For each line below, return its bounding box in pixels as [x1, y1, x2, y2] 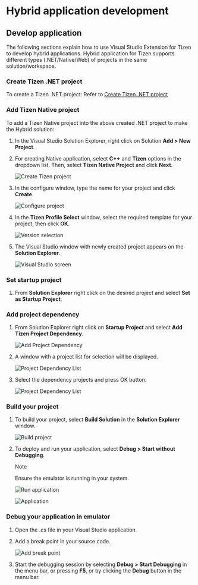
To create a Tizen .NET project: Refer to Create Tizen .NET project [6, 91, 168, 98]
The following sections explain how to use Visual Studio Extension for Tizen [6, 43, 191, 51]
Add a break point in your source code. [14, 537, 111, 545]
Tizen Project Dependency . [14, 330, 84, 337]
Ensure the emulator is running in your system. [14, 474, 129, 482]
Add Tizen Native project [6, 106, 80, 114]
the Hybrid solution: [6, 125, 55, 133]
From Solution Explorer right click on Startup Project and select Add [14, 324, 183, 331]
